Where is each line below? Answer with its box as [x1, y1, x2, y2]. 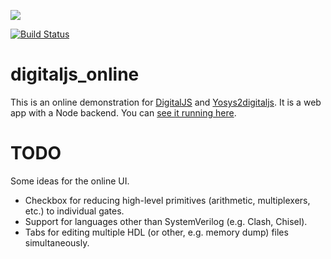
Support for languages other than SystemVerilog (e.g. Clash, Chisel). [24, 215, 308, 227]
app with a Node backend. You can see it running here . [10, 106, 237, 119]
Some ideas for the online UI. [10, 175, 130, 187]
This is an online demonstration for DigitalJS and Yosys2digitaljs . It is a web [10, 96, 322, 108]
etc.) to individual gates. [24, 205, 125, 217]
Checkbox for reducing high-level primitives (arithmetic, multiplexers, [24, 194, 311, 206]
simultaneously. [24, 236, 90, 249]
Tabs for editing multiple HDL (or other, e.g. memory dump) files [24, 226, 289, 238]
